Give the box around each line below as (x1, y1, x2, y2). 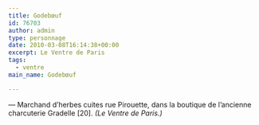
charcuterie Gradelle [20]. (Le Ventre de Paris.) (8, 108, 163, 118)
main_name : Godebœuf (8, 71, 77, 79)
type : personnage (8, 33, 66, 42)
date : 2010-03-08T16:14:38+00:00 (8, 41, 120, 49)
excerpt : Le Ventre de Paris (8, 49, 105, 57)
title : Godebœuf (8, 11, 62, 20)
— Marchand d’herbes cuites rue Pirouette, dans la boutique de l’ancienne (8, 100, 252, 109)
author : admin (8, 26, 56, 34)
